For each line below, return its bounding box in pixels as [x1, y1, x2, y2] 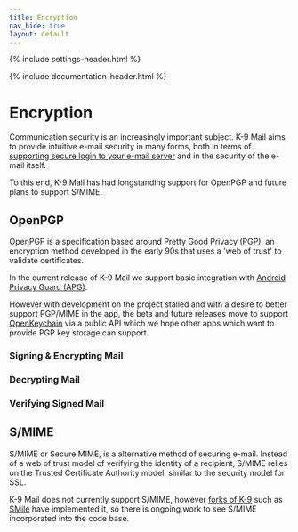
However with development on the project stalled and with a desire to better [9, 299, 287, 310]
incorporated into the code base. [9, 512, 130, 523]
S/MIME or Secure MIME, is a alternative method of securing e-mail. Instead [9, 448, 288, 459]
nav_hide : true [9, 21, 66, 30]
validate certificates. [9, 255, 85, 266]
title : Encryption [9, 12, 77, 22]
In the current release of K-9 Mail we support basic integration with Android [9, 272, 286, 283]
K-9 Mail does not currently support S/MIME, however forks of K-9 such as [9, 494, 283, 504]
